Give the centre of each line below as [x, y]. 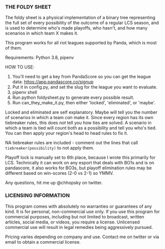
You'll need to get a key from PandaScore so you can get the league [82, 77]
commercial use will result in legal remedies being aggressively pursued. [79, 227]
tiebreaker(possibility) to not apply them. [50, 148]
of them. [14, 48]
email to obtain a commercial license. [43, 242]
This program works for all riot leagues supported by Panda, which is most [81, 43]
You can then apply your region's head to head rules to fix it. [67, 133]
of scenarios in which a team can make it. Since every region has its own [79, 118]
